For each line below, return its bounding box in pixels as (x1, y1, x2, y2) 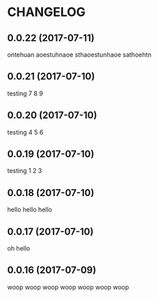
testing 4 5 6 (7, 128, 44, 136)
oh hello (7, 244, 31, 253)
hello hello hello (7, 205, 52, 214)
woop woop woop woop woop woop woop (7, 283, 129, 291)
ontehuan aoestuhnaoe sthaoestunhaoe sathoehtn (7, 50, 152, 59)
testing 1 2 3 (7, 167, 42, 175)
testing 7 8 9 (7, 89, 43, 98)
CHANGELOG (7, 4, 86, 20)
